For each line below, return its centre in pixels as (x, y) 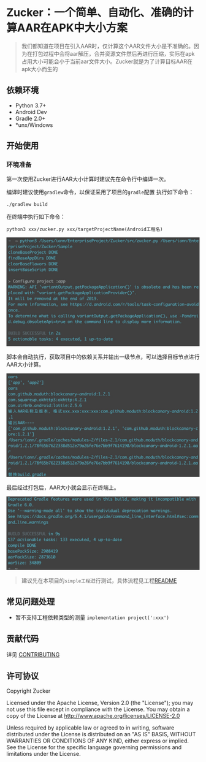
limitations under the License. (44, 754)
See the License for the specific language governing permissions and (94, 747)
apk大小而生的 (40, 69)
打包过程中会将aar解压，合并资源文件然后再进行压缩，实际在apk (113, 53)
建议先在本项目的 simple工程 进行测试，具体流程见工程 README (99, 581)
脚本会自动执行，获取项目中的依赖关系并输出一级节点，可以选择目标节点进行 (103, 357)
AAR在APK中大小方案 (72, 28)
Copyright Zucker (29, 691)
